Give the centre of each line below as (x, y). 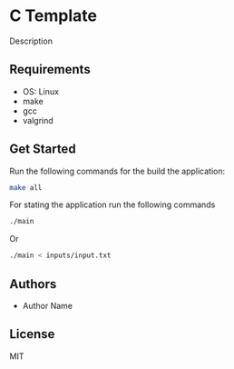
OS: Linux (40, 91)
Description (31, 41)
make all (26, 187)
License (32, 334)
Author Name (48, 306)
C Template (54, 16)
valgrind (38, 120)
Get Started (43, 150)
